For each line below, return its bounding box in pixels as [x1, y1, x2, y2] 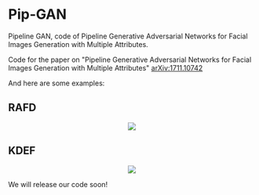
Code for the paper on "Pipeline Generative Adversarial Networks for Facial [8, 55, 252, 64]
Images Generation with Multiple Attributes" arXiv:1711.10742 [8, 63, 203, 72]
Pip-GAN [8, 5, 67, 23]
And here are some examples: [8, 78, 105, 88]
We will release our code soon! [8, 179, 108, 189]
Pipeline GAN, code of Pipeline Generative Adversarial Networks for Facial [8, 31, 249, 41]
